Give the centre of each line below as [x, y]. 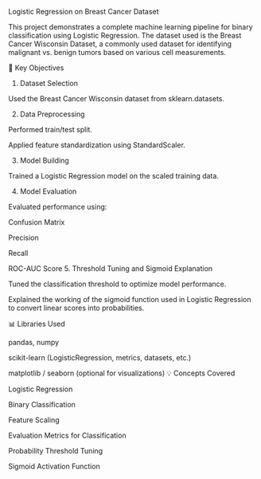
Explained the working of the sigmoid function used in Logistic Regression [130, 299]
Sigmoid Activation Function [55, 466]
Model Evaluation [48, 191]
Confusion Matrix [37, 222]
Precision [23, 238]
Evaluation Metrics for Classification [67, 435]
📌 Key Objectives [36, 68]
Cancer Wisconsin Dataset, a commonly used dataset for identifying [120, 44]
